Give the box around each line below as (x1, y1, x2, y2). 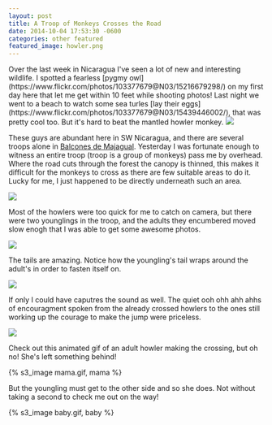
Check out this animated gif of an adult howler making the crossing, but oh (8, 343, 258, 353)
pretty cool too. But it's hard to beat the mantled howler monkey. (8, 117, 224, 127)
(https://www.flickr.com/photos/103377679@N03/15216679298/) (8, 82, 226, 92)
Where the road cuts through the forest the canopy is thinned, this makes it (8, 159, 260, 169)
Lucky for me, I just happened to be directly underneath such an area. (8, 176, 242, 186)
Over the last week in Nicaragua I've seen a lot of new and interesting (8, 64, 241, 74)
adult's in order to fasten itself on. (8, 264, 122, 274)
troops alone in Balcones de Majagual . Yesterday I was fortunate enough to (8, 141, 260, 151)
